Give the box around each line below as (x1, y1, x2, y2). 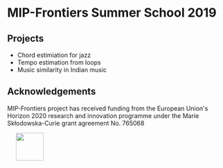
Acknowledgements (7, 85, 96, 98)
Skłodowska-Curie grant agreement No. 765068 (7, 119, 145, 127)
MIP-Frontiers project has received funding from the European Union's (7, 104, 208, 112)
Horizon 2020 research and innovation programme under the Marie (7, 111, 199, 119)
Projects (7, 33, 44, 44)
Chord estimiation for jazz (17, 51, 91, 59)
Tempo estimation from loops (17, 58, 102, 67)
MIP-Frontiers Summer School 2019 (7, 5, 217, 21)
